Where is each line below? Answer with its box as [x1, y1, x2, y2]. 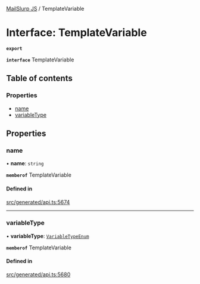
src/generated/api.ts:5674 [6, 198, 70, 205]
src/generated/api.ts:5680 [6, 271, 71, 278]
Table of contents [6, 73, 73, 84]
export [6, 45, 23, 51]
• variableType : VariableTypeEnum [6, 232, 89, 239]
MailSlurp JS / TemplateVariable [6, 5, 85, 12]
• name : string [6, 160, 44, 167]
